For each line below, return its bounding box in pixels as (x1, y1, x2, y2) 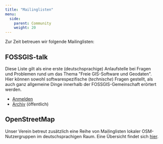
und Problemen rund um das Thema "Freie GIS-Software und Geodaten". (5, 71, 152, 77)
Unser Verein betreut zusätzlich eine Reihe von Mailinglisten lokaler (5, 128, 141, 134)
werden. (5, 86, 22, 92)
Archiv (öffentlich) (12, 101, 49, 107)
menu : (5, 12, 16, 17)
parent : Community (14, 21, 51, 26)
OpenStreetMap (5, 115, 55, 123)
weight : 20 (14, 25, 36, 30)
